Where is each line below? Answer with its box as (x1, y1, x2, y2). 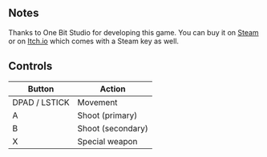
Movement (77, 96, 118, 107)
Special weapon (77, 135, 138, 147)
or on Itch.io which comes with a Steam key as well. (8, 36, 179, 46)
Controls (8, 59, 53, 73)
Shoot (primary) (77, 110, 138, 121)
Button (27, 83, 55, 95)
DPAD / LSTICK (12, 96, 70, 107)
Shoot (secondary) (77, 123, 148, 134)
